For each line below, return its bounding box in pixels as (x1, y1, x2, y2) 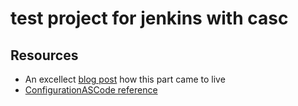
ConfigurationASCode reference (24, 84, 158, 96)
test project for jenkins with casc (10, 7, 289, 30)
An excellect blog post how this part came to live (24, 73, 226, 85)
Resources (10, 47, 79, 64)
